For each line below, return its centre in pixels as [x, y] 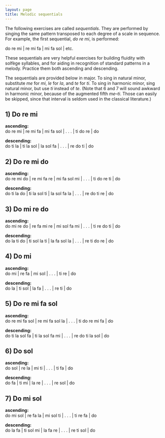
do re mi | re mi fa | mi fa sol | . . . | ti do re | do [52, 132]
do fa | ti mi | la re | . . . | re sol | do [40, 383]
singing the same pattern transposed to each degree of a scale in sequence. [82, 34]
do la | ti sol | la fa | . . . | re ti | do [38, 288]
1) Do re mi [21, 114]
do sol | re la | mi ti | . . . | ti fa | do [39, 368]
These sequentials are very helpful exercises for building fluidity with [75, 58]
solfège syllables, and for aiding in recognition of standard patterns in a [78, 63]
